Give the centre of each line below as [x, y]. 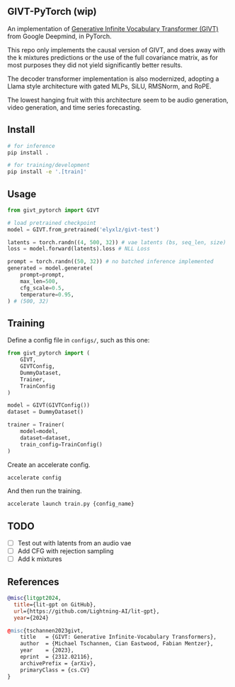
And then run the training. [45, 491]
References [33, 582]
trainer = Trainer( [36, 425]
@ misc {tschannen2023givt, [45, 630]
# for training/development [49, 166]
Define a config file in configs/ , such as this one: [79, 340]
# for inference [31, 146]
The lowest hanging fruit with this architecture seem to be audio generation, [118, 100]
